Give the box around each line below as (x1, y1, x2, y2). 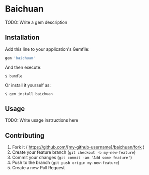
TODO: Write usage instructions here (5, 117, 78, 123)
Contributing (5, 131, 45, 140)
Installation (5, 33, 40, 42)
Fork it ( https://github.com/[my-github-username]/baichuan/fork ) (12, 144, 145, 150)
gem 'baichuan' (5, 56, 36, 60)
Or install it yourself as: (5, 82, 51, 88)
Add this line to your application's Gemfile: (5, 46, 89, 52)
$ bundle (5, 73, 23, 78)
